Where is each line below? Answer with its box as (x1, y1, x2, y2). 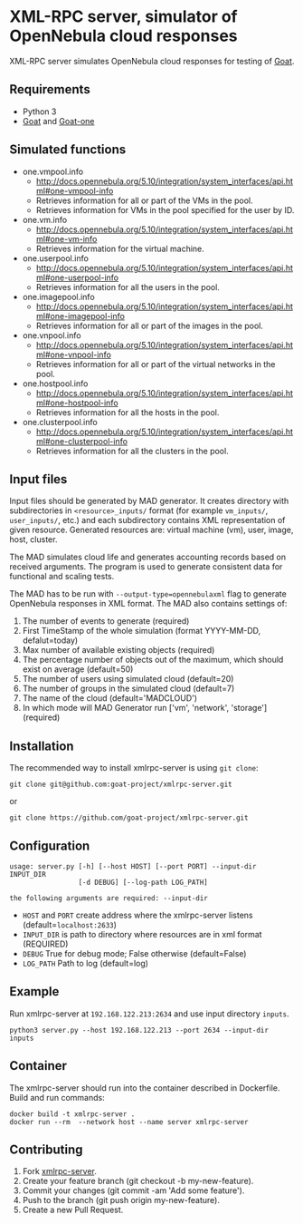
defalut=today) (22, 635, 79, 646)
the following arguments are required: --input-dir (9, 894, 208, 903)
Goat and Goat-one (22, 115, 95, 126)
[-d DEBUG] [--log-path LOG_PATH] (78, 878, 208, 887)
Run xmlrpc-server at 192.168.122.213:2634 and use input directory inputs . (9, 1008, 289, 1019)
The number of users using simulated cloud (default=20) (22, 674, 234, 685)
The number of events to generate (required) (22, 616, 190, 627)
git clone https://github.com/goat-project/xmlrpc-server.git (9, 813, 249, 822)
